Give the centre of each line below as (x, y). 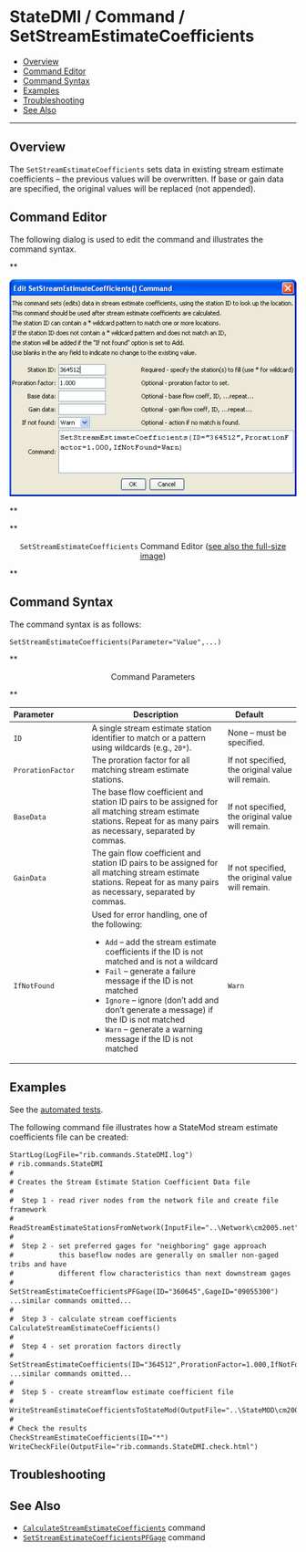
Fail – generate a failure (150, 971)
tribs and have (38, 1264)
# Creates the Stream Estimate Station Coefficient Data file (130, 1182)
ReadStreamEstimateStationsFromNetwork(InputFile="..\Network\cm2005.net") (156, 1228)
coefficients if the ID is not (154, 952)
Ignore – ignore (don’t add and (162, 1000)
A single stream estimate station (152, 728)
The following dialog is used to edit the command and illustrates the (137, 239)
